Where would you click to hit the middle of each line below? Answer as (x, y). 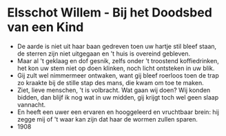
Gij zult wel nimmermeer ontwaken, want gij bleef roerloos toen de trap (118, 75)
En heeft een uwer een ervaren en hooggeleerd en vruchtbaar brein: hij (118, 112)
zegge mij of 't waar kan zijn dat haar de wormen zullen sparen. (107, 119)
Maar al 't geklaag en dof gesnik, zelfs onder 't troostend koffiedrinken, (118, 60)
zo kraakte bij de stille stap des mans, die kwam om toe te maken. (111, 82)
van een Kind (45, 27)
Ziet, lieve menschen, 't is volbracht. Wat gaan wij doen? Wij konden (114, 90)
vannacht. (31, 104)
